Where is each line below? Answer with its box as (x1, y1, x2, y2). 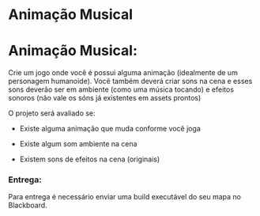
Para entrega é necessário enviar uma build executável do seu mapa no (8, 192, 241, 202)
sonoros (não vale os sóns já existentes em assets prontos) (8, 93, 202, 103)
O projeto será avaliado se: (8, 108, 96, 118)
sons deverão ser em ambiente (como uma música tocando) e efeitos (8, 85, 235, 94)
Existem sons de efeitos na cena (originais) (19, 154, 160, 164)
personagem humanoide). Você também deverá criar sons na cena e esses (8, 77, 253, 86)
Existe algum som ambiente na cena (19, 139, 138, 149)
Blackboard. (8, 200, 47, 210)
